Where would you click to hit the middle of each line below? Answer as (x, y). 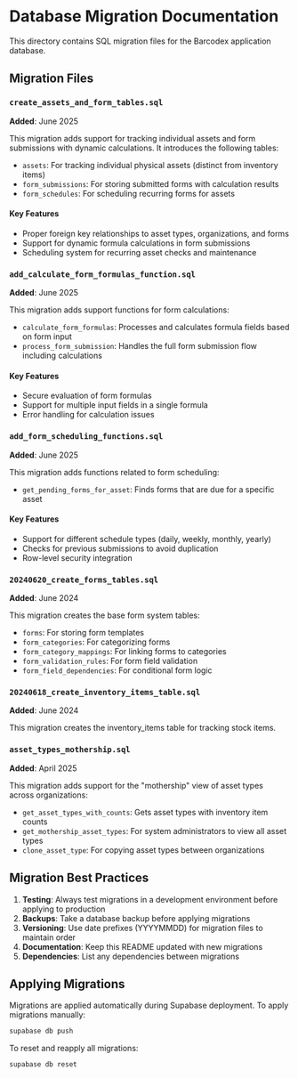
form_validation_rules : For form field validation (110, 661)
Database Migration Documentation (144, 16)
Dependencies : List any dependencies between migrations (131, 956)
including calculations (62, 356)
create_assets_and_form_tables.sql (86, 103)
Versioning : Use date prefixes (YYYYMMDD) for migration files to (143, 928)
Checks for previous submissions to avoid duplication (120, 548)
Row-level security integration (77, 557)
